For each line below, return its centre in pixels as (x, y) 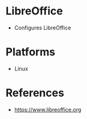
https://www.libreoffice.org (48, 109)
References (35, 93)
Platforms (30, 52)
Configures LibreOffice (43, 28)
